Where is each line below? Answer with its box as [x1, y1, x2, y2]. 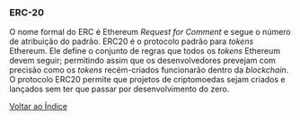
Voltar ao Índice [9, 101, 68, 112]
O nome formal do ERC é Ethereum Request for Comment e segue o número [9, 27, 292, 38]
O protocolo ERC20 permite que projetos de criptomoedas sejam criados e [9, 74, 286, 85]
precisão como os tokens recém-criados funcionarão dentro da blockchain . [9, 64, 289, 75]
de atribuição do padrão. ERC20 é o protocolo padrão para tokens [9, 36, 254, 47]
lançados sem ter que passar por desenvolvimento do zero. [9, 83, 230, 95]
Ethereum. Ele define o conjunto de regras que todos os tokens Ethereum [9, 46, 281, 56]
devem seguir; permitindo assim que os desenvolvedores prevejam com [9, 56, 277, 66]
